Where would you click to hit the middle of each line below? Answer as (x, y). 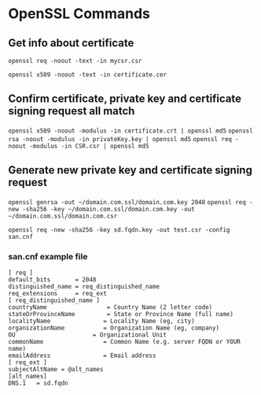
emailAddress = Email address (82, 356)
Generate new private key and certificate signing (130, 170)
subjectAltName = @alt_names (56, 369)
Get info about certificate (71, 43)
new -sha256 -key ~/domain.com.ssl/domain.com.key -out (101, 209)
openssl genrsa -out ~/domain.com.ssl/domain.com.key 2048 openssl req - (130, 202)
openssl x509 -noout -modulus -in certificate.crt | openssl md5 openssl (130, 131)
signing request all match (72, 111)
